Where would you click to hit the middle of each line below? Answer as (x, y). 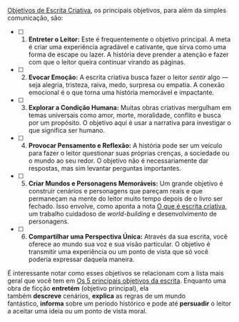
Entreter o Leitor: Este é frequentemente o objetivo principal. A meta (129, 39)
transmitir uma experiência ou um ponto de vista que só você (118, 252)
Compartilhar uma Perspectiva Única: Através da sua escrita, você (128, 236)
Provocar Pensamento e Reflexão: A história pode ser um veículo (125, 145)
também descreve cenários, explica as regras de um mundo (97, 296)
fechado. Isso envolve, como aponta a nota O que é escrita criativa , (128, 206)
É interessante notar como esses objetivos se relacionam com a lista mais (116, 273)
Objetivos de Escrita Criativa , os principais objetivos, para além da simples (117, 10)
